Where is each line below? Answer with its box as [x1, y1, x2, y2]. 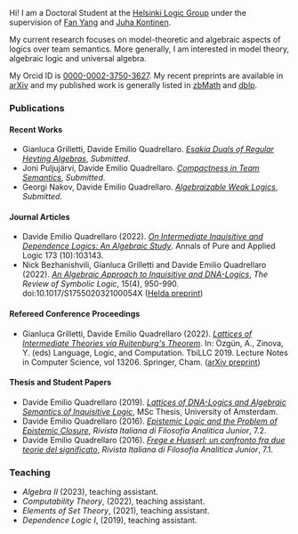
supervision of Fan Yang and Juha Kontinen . [9, 17, 172, 28]
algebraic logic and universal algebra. [9, 53, 147, 63]
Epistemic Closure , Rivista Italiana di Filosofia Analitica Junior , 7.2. [21, 425, 267, 435]
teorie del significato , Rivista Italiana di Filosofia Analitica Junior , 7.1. [21, 444, 274, 455]
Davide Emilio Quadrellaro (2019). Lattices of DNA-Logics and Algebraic [21, 396, 286, 408]
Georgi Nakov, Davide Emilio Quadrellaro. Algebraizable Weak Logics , [21, 182, 278, 192]
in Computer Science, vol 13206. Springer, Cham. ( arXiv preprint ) [21, 356, 261, 368]
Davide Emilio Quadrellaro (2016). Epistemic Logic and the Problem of [21, 416, 278, 426]
